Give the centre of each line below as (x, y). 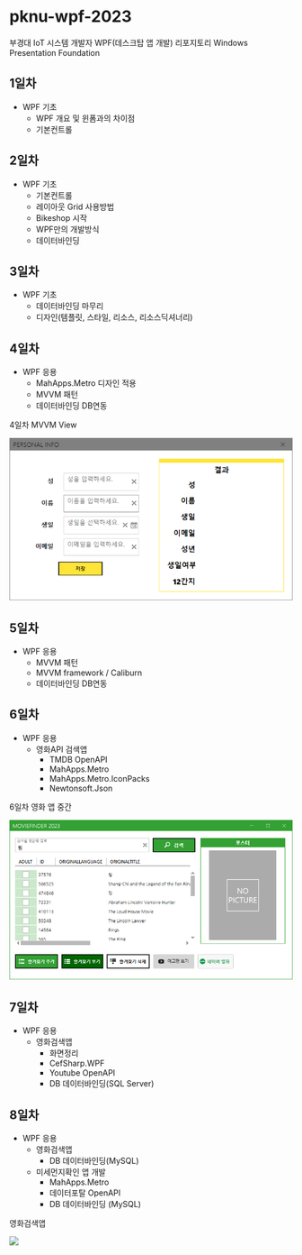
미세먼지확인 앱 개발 (71, 1172)
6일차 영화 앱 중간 (40, 806)
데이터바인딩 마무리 (70, 306)
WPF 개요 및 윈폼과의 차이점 (85, 118)
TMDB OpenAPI (78, 759)
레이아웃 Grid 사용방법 (75, 206)
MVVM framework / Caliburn (89, 673)
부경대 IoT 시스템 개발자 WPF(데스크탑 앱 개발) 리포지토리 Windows (129, 42)
